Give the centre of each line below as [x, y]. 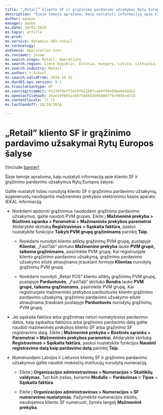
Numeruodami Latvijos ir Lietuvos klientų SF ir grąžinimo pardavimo [80, 357]
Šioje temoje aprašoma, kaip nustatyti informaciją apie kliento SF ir [72, 176]
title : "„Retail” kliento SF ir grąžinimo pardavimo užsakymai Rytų [76, 9]
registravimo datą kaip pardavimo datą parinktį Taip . [65, 348]
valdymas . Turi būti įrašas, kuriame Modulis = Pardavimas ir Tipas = [89, 377]
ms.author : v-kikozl [26, 73]
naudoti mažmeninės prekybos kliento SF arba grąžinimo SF [72, 327]
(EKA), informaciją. [24, 201]
